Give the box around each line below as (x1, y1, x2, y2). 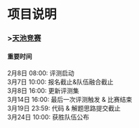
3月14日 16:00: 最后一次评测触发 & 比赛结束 (7, 96, 133, 104)
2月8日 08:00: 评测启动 (7, 69, 75, 77)
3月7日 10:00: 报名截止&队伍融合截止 (7, 78, 114, 87)
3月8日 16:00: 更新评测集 (7, 87, 79, 95)
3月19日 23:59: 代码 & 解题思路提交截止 (7, 104, 121, 113)
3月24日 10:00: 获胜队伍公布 (7, 113, 90, 122)
